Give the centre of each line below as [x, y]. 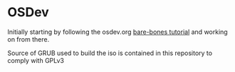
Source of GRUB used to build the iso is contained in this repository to [110, 53]
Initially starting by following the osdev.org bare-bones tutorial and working [117, 32]
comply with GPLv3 [36, 60]
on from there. [28, 39]
